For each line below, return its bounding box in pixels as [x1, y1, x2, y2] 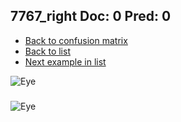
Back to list [24, 45, 71, 57]
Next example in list [24, 55, 107, 68]
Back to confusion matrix [24, 34, 128, 46]
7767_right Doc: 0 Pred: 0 [10, 8, 172, 25]
